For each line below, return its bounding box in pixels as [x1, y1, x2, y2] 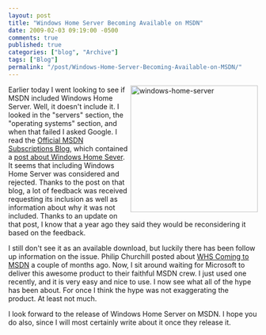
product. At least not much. [8, 294, 97, 303]
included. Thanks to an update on [8, 211, 118, 220]
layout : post [8, 11, 51, 20]
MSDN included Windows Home [8, 93, 113, 103]
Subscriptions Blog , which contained [8, 143, 128, 153]
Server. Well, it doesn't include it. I [8, 101, 120, 111]
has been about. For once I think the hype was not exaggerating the [8, 285, 230, 295]
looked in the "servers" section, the [8, 110, 124, 120]
